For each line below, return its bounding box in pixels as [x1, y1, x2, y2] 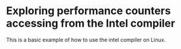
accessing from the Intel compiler [6, 17, 176, 30]
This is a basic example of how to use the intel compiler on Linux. [6, 36, 166, 43]
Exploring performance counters [6, 4, 171, 18]
